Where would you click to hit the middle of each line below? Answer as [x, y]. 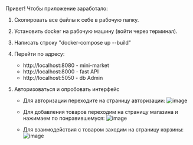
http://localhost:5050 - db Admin [63, 78]
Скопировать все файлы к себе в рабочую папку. [76, 20]
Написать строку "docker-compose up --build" [72, 43]
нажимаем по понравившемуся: [64, 118]
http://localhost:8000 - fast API [61, 72]
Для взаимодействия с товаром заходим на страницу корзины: [103, 129]
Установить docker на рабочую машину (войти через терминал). [96, 31]
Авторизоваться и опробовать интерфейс [67, 89]
